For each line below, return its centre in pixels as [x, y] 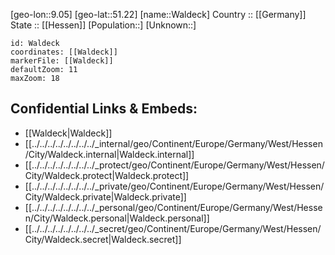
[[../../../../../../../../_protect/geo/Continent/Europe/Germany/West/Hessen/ [174, 165]
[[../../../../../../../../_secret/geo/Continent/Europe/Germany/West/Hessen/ [173, 228]
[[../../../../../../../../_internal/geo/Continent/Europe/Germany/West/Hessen [173, 143]
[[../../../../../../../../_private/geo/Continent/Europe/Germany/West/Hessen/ [174, 186]
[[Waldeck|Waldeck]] [68, 133]
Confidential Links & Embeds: [104, 109]
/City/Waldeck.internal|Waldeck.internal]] [109, 154]
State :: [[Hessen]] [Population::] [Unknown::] [103, 25]
